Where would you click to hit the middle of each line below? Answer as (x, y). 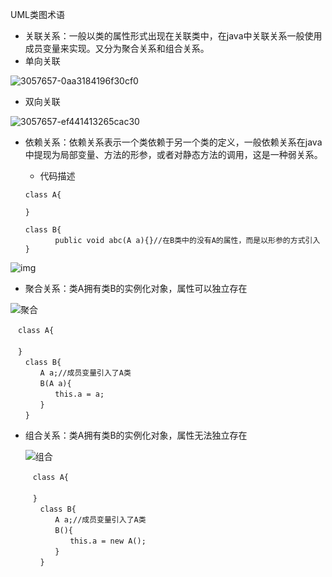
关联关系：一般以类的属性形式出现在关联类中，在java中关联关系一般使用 (173, 36)
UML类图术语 (37, 14)
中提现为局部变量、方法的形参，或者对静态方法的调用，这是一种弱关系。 (173, 154)
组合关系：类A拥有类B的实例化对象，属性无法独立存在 (136, 435)
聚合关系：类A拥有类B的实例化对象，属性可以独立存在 (136, 288)
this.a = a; (79, 394)
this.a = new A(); (108, 541)
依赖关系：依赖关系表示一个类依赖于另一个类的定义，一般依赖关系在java (173, 142)
